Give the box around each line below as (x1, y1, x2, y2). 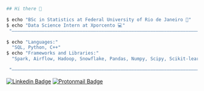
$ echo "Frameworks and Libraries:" (6, 50, 99, 56)
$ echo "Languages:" (6, 39, 59, 45)
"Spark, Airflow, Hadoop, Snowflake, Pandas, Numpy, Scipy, (12, 56, 167, 62)
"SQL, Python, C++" (12, 44, 61, 51)
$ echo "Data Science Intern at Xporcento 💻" (6, 22, 126, 29)
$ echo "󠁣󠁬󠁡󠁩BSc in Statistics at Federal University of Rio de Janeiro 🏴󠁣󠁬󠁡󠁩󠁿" (6, 16, 191, 22)
